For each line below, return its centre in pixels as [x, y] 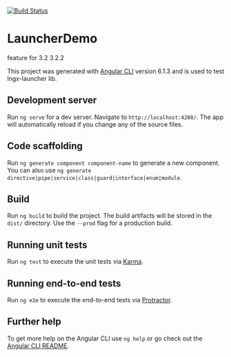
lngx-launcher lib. [32, 78]
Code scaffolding [45, 146]
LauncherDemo [52, 39]
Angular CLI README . [38, 345]
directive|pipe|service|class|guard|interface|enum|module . [94, 177]
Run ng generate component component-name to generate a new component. [114, 163]
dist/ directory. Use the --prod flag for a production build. [90, 223]
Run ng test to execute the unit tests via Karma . [75, 262]
